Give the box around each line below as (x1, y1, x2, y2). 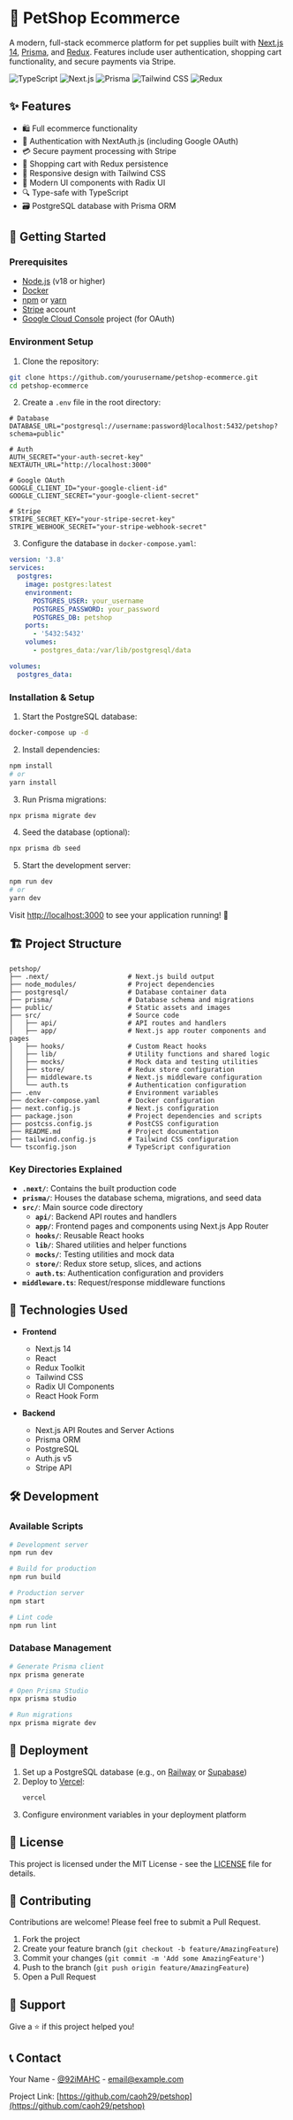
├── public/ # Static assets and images (9, 1003, 231, 1012)
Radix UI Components (34, 1381, 115, 1391)
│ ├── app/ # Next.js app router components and (9, 1026, 267, 1035)
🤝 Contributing (9, 1893, 92, 1908)
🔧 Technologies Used (9, 1303, 128, 1318)
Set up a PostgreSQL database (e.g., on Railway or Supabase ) (21, 1766, 247, 1777)
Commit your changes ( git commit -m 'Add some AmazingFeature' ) (21, 1953, 265, 1963)
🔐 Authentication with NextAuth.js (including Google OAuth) (21, 135, 239, 146)
